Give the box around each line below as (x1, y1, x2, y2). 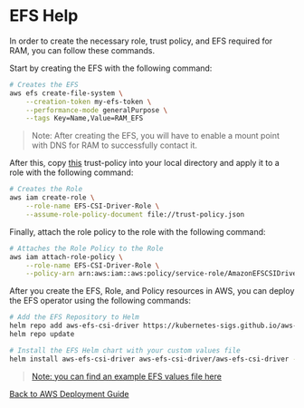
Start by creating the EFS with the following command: (9, 63, 213, 73)
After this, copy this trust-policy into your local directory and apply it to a (9, 158, 280, 169)
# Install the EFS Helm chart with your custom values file (9, 345, 242, 355)
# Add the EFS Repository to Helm (9, 313, 140, 322)
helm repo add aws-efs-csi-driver (9, 321, 140, 331)
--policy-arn (25, 269, 75, 278)
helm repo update (9, 330, 75, 339)
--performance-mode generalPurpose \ (25, 105, 168, 114)
